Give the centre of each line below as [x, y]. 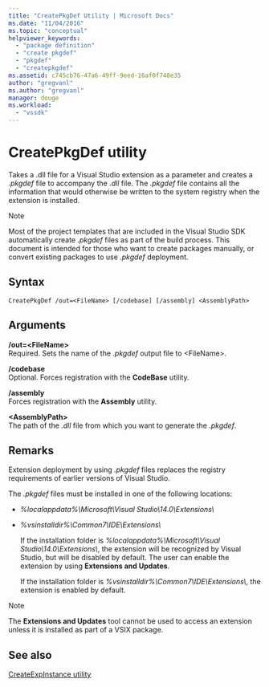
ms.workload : [30, 105]
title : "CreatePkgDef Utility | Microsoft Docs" [91, 16]
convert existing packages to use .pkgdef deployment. [98, 257]
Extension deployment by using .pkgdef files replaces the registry [117, 470]
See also [30, 655]
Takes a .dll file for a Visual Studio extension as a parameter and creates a [130, 174]
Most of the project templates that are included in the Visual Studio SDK [127, 231]
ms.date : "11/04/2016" [46, 23]
